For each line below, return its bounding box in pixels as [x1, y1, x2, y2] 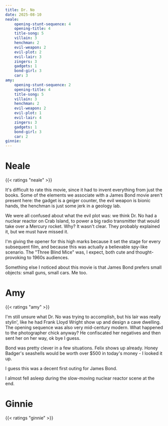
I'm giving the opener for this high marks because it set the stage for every [5, 238, 161, 245]
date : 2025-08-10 [5, 12, 42, 17]
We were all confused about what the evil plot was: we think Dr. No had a [5, 213, 157, 219]
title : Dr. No [5, 7, 35, 13]
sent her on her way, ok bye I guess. [5, 335, 81, 341]
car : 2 [14, 134, 28, 139]
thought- [135, 249, 154, 255]
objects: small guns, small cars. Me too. [5, 270, 87, 276]
